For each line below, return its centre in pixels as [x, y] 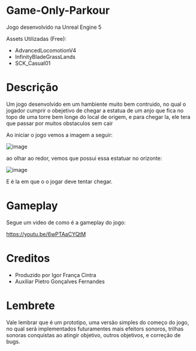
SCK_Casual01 [33, 63]
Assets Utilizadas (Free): [37, 38]
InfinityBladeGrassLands [45, 56]
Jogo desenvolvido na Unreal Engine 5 [54, 27]
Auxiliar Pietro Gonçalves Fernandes [60, 281]
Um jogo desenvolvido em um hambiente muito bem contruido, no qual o [96, 104]
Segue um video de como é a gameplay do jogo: [66, 222]
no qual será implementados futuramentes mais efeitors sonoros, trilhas [95, 329]
